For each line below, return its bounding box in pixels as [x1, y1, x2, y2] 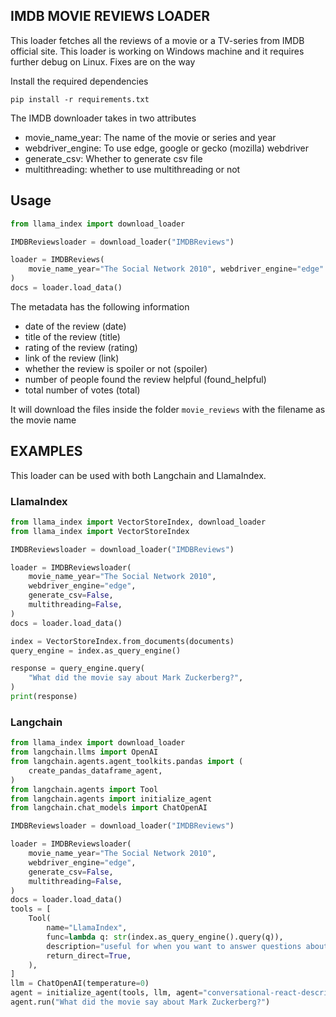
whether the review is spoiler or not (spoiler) [24, 362, 208, 374]
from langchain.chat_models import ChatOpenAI [10, 803, 208, 813]
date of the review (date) [24, 320, 127, 332]
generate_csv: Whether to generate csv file [24, 152, 203, 164]
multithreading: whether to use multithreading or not [24, 163, 241, 175]
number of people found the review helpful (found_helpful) [24, 373, 267, 385]
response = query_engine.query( [10, 664, 145, 674]
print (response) [10, 692, 78, 702]
